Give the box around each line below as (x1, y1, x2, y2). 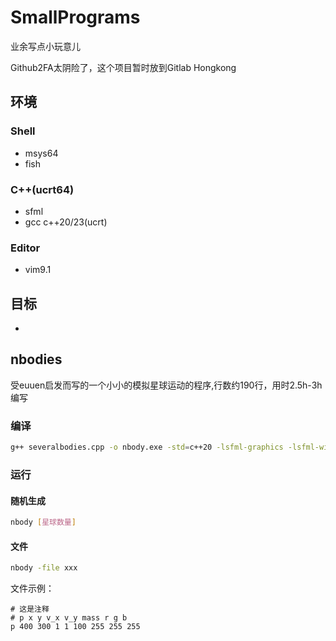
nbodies (10, 351, 63, 368)
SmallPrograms (10, 6, 141, 29)
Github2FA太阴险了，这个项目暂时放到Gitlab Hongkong (10, 61, 237, 73)
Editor (10, 241, 41, 255)
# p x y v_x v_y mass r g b (10, 613, 128, 623)
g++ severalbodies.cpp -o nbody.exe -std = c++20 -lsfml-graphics (10, 442, 284, 453)
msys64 (24, 147, 59, 159)
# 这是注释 (10, 604, 50, 615)
